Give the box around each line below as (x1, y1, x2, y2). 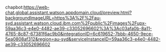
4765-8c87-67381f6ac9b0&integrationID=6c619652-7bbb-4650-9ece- (5, 31, 153, 36)
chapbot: (5, 4, 24, 10)
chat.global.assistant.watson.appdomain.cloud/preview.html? (5, 9, 132, 15)
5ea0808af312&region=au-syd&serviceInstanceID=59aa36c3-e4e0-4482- (5, 36, 161, 42)
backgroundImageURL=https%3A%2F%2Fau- (5, 15, 102, 20)
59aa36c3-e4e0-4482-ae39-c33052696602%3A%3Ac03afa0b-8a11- (5, 25, 152, 31)
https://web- (23, 4, 50, 10)
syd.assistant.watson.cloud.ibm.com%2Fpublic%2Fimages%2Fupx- (5, 20, 147, 26)
